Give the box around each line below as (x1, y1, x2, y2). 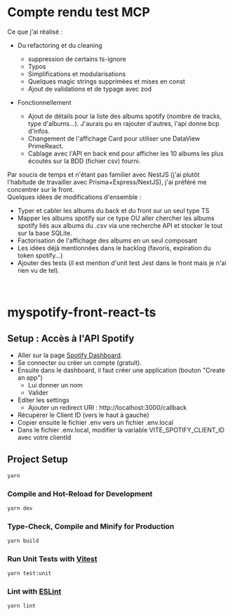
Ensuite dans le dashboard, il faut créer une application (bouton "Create (17, 366, 226, 374)
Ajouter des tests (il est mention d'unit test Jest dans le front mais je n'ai (17, 258, 227, 267)
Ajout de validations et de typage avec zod (27, 84, 152, 93)
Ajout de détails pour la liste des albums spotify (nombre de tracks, (27, 112, 222, 120)
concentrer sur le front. (7, 185, 74, 193)
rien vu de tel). (17, 266, 60, 274)
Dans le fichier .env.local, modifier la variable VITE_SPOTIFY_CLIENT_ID (17, 425, 225, 434)
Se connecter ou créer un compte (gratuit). (17, 358, 142, 366)
